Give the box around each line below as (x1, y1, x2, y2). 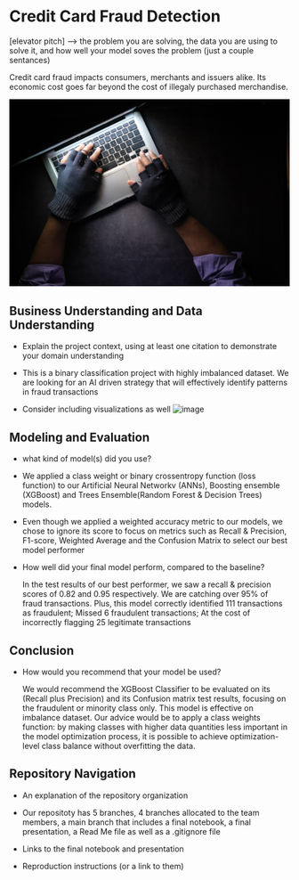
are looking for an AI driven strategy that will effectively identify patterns (21, 377, 287, 388)
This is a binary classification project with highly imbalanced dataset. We (21, 368, 289, 379)
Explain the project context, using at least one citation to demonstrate (21, 341, 278, 352)
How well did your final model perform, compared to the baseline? (21, 562, 265, 573)
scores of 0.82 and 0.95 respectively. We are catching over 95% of (21, 589, 269, 599)
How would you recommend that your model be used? (21, 666, 222, 678)
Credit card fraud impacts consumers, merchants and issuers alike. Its (9, 71, 267, 82)
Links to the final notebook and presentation (21, 843, 184, 854)
